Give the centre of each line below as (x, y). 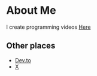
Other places (31, 46)
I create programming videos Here (48, 27)
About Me (31, 10)
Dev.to (23, 60)
